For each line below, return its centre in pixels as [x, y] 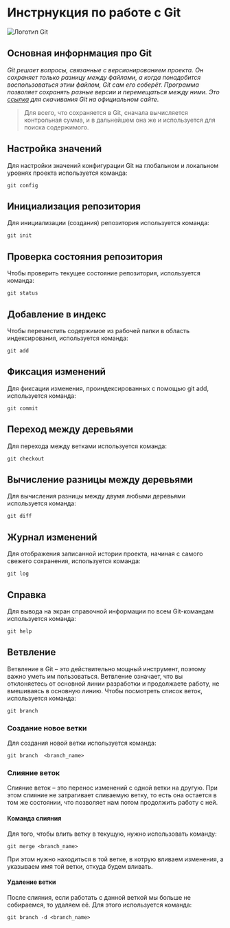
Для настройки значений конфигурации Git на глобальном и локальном [113, 165]
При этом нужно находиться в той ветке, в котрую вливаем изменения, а [115, 859]
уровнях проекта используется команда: [67, 173]
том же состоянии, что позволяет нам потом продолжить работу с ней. [113, 803]
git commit [23, 408]
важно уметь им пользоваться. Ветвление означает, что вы [95, 676]
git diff [20, 516]
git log [18, 574]
